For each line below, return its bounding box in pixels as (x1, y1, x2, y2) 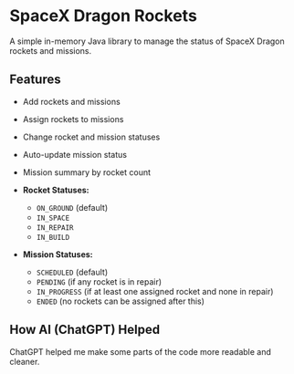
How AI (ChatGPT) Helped (9, 322, 161, 338)
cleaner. (9, 356, 40, 367)
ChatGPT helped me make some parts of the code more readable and (9, 346, 272, 357)
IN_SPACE (36, 213, 70, 223)
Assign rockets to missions (22, 113, 124, 124)
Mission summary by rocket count (22, 166, 152, 178)
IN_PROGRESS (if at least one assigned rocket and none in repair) (36, 286, 274, 296)
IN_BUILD (36, 233, 70, 242)
